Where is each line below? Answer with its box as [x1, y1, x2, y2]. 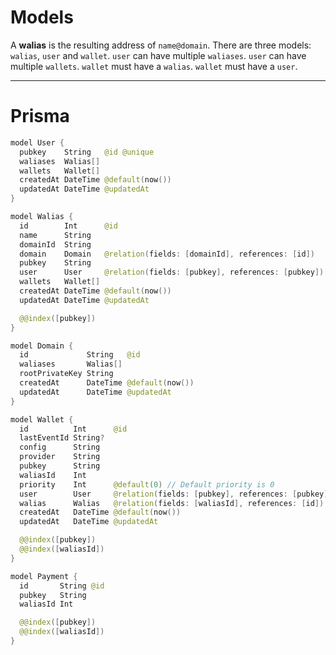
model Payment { [10, 571, 78, 581]
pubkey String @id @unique [19, 147, 155, 157]
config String [19, 442, 101, 453]
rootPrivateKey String [19, 369, 114, 379]
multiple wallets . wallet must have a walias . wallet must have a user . [10, 60, 298, 72]
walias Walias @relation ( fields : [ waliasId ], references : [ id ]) [19, 498, 325, 508]
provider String [19, 452, 101, 462]
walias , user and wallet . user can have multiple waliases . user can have [10, 49, 307, 61]
